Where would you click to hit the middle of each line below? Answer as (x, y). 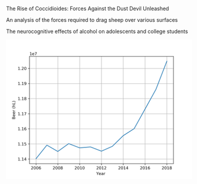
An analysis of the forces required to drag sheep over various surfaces (92, 20)
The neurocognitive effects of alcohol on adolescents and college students (97, 31)
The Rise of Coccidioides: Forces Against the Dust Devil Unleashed (88, 9)
